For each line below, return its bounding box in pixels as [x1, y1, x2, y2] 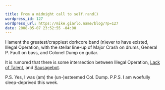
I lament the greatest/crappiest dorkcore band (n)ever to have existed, [5, 39, 149, 45]
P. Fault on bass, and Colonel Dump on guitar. [5, 50, 99, 56]
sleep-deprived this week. [5, 80, 58, 86]
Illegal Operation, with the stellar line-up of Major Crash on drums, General [5, 44, 158, 50]
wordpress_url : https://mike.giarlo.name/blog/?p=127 [5, 21, 119, 26]
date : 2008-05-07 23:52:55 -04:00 [5, 25, 77, 30]
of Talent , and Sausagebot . [5, 65, 60, 71]
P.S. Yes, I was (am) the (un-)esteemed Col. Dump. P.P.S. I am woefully [5, 74, 151, 80]
